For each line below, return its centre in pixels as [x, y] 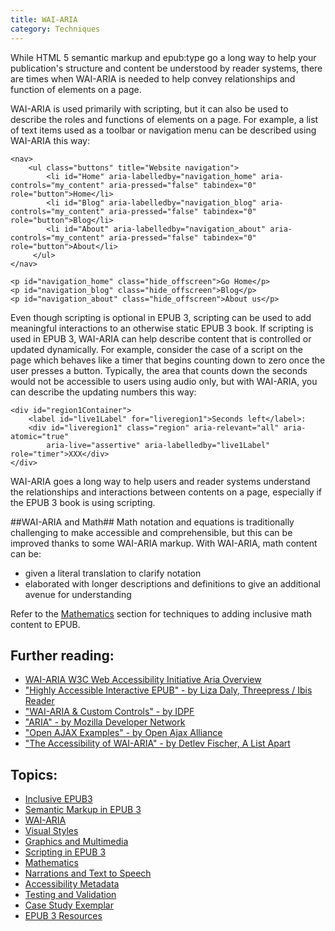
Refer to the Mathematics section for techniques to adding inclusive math [161, 613]
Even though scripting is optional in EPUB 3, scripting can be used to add [161, 317]
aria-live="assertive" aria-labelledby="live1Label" [158, 445]
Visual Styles [51, 831]
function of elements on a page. [76, 89]
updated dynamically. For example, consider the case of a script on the [156, 349]
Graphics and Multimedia [76, 842]
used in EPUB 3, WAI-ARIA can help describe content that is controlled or [161, 338]
